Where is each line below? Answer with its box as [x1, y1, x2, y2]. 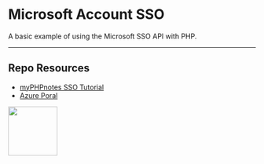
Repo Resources [8, 61, 90, 75]
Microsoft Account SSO [8, 5, 165, 24]
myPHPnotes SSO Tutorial [19, 82, 104, 92]
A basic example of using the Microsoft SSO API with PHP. [8, 31, 197, 41]
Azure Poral [19, 90, 58, 100]
